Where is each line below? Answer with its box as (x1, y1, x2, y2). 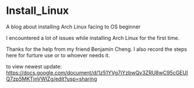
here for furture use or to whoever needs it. (6, 52, 110, 58)
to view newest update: (6, 63, 62, 70)
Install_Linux (6, 4, 69, 17)
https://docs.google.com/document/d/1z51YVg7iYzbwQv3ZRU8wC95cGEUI (6, 69, 188, 76)
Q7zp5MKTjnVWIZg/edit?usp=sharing (6, 75, 97, 82)
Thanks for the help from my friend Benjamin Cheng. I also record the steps (6, 45, 188, 53)
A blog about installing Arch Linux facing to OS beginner (6, 23, 141, 30)
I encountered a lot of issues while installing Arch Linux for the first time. (6, 34, 179, 41)
